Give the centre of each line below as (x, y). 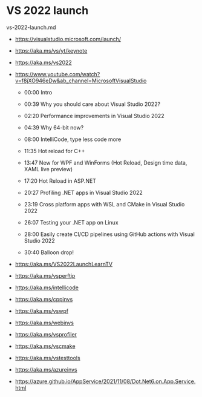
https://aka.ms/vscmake (45, 346)
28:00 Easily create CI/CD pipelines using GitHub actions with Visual (109, 234)
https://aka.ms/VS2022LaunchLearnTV (64, 264)
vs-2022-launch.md (31, 27)
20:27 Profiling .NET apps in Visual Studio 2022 (83, 192)
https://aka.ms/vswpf (41, 311)
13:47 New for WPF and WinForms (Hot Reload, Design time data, (106, 162)
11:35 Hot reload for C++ (54, 151)
